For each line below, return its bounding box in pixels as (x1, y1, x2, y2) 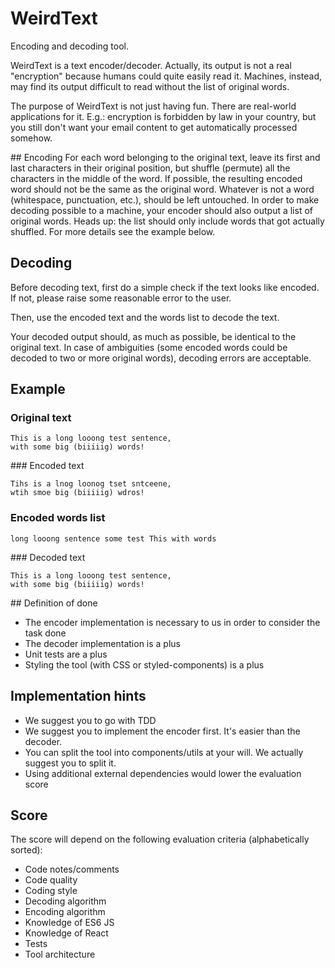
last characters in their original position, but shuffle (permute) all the (10, 162, 291, 174)
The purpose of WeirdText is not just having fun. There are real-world (10, 100, 297, 112)
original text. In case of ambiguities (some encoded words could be (10, 341, 288, 353)
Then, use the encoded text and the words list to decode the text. (10, 311, 280, 323)
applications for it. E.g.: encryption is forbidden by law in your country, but (10, 110, 317, 122)
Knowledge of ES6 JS (24, 917, 115, 929)
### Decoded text (10, 551, 86, 563)
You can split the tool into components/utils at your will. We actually (24, 746, 304, 758)
